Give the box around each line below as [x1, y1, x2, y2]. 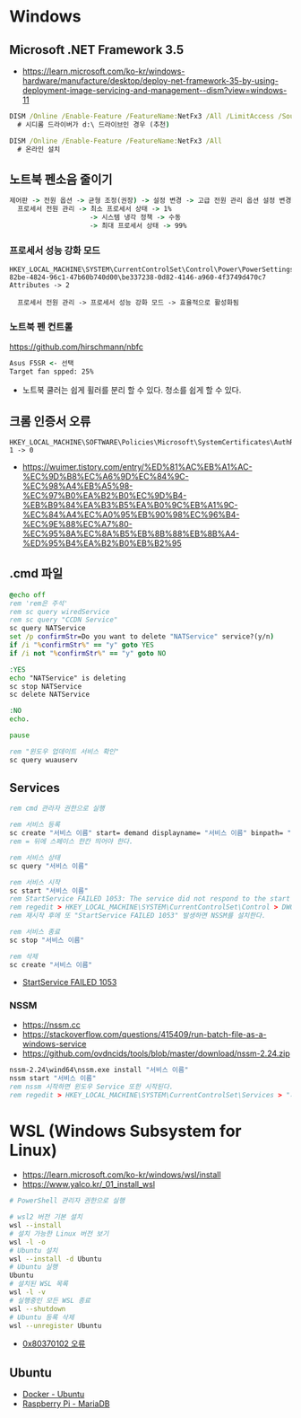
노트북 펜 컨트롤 [9, 321, 73, 333]
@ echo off [9, 590, 47, 599]
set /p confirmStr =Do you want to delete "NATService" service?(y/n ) [9, 632, 275, 641]
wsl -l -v [9, 1288, 47, 1297]
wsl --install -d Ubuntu [9, 1255, 102, 1264]
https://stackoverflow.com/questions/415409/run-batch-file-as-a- [21, 1028, 267, 1039]
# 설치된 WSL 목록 [9, 1280, 69, 1289]
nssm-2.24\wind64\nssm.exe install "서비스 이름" [9, 1065, 189, 1074]
